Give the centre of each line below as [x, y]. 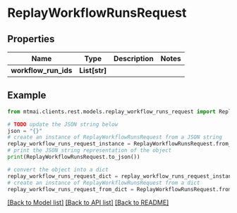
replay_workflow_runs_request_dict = [63, 176]
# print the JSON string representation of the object [90, 150]
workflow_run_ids [42, 70]
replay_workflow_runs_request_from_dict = [71, 189]
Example [27, 95]
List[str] [93, 70]
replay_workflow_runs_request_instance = [69, 144]
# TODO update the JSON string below [63, 124]
